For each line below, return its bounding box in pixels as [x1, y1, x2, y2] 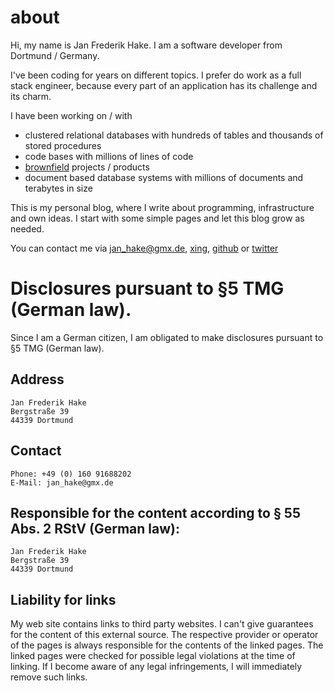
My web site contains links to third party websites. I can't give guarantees [10, 618, 314, 630]
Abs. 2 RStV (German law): [10, 520, 180, 537]
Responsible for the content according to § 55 [10, 504, 301, 521]
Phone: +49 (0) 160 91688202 [10, 469, 132, 479]
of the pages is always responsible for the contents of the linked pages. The [10, 639, 324, 651]
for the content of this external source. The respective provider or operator [10, 629, 319, 641]
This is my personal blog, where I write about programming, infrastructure [10, 201, 315, 213]
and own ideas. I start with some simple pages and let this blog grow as [10, 212, 305, 224]
